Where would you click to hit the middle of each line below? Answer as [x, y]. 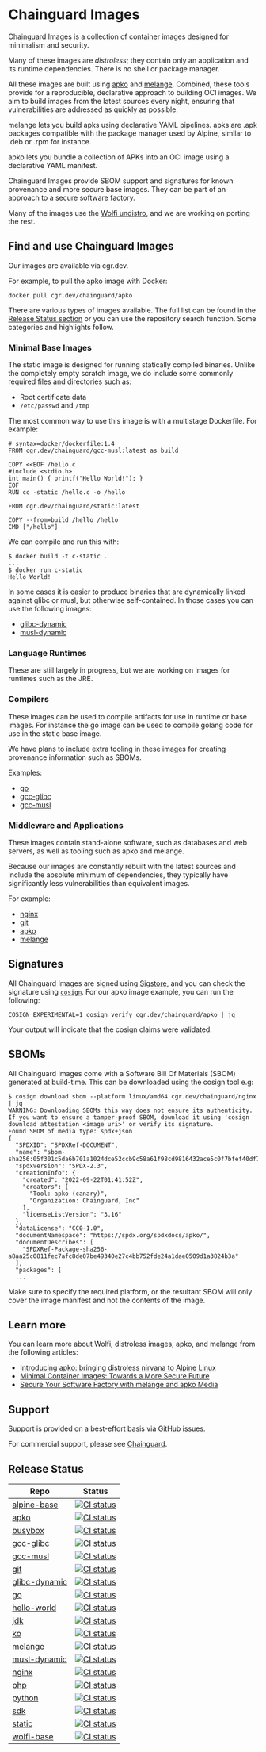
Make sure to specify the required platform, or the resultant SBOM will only [130, 1291]
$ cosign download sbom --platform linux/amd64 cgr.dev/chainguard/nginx [133, 1096]
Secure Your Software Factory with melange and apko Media [119, 1385]
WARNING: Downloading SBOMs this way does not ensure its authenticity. [131, 1110]
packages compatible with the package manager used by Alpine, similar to [130, 133]
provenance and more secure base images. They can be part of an [117, 189]
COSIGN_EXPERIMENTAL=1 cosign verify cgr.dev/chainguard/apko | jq [122, 1014]
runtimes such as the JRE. [51, 679]
